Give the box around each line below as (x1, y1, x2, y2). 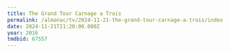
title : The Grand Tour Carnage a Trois (7, 10, 122, 17)
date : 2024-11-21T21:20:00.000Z (7, 23, 100, 30)
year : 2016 (7, 29, 39, 36)
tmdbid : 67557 (7, 36, 48, 43)
